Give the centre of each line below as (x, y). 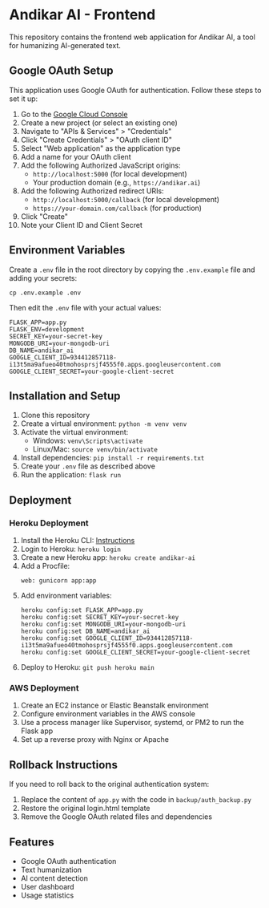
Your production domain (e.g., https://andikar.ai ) (116, 182)
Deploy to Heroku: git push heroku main (87, 667)
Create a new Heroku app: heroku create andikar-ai (108, 557)
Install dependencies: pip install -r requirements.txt (112, 458)
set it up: (24, 99)
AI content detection (54, 878)
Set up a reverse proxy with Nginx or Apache (94, 740)
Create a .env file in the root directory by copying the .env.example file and (132, 270)
